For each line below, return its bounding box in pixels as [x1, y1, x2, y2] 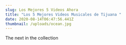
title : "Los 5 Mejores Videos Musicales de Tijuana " [5, 12, 122, 17]
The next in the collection [5, 35, 58, 41]
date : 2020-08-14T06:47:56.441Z [5, 16, 74, 21]
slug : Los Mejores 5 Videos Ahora [5, 7, 79, 12]
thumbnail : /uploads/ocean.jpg [5, 21, 72, 26]
